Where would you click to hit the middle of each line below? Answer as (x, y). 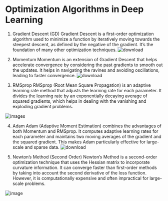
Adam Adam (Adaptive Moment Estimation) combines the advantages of (87, 126)
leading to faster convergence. (44, 75)
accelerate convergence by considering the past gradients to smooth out (87, 65)
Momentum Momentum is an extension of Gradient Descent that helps (85, 59)
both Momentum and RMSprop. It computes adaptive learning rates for (85, 131)
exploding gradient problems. (43, 106)
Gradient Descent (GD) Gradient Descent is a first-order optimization (83, 34)
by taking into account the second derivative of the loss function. (79, 173)
